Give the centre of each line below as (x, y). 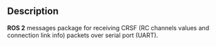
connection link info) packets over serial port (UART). (83, 35)
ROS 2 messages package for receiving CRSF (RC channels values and (108, 27)
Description (33, 11)
